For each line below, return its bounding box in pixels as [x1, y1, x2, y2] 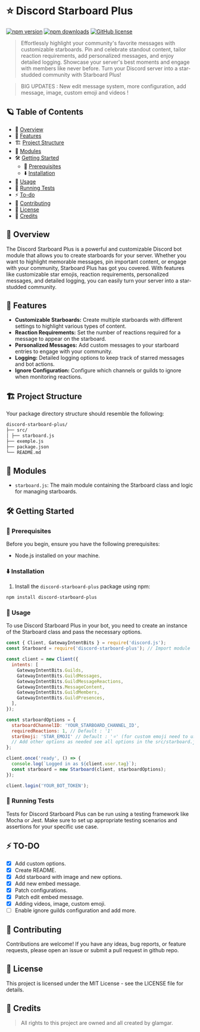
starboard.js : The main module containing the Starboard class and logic [14, 481, 193, 489]
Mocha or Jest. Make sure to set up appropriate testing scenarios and [6, 816, 177, 823]
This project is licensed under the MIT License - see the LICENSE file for [6, 980, 183, 987]
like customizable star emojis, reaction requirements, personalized [6, 271, 169, 278]
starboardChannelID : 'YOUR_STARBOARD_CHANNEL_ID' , [11, 722, 140, 728]
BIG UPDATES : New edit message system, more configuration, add [20, 82, 186, 89]
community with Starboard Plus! [42, 71, 121, 78]
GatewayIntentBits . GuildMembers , [17, 689, 100, 695]
